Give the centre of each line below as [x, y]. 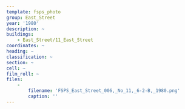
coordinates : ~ [25, 46]
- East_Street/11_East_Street [55, 40]
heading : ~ [20, 51]
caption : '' [43, 96]
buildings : [20, 35]
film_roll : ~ [23, 74]
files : [15, 79]
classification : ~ [29, 57]
